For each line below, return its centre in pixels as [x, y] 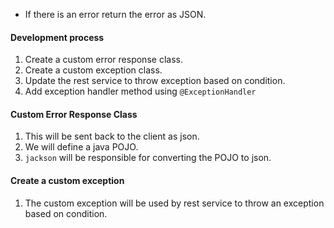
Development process [57, 37]
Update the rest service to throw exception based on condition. [155, 81]
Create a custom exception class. [93, 70]
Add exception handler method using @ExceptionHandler [140, 91]
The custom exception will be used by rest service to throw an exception [174, 203]
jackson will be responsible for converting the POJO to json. [148, 158]
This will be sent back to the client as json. [112, 136]
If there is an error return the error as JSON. [115, 14]
